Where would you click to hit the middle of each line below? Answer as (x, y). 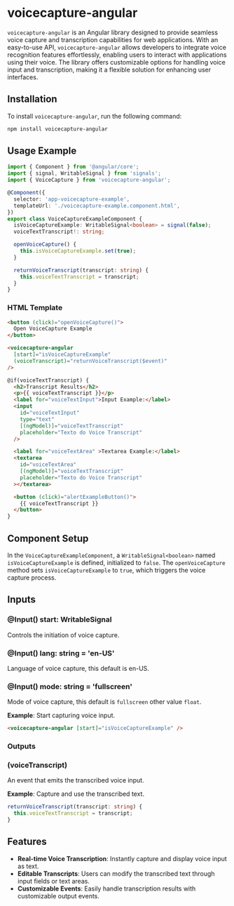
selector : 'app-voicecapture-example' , (72, 199)
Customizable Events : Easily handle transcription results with (106, 888)
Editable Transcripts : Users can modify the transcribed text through (116, 873)
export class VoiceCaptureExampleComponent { (75, 219)
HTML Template (35, 308)
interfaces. (23, 77)
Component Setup (48, 538)
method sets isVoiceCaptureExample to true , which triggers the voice (106, 571)
